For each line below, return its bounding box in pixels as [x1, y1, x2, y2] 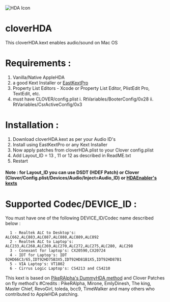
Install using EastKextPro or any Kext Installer [12, 141, 108, 147]
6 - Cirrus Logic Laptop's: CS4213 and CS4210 [10, 266, 110, 271]
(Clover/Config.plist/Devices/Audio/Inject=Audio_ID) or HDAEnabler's [5, 175, 157, 181]
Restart [12, 158, 28, 164]
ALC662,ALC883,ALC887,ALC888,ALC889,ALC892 [5, 235, 99, 240]
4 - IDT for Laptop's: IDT [10, 253, 67, 258]
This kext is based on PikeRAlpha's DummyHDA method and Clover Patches [5, 275, 165, 281]
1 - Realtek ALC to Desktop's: [10, 230, 76, 236]
